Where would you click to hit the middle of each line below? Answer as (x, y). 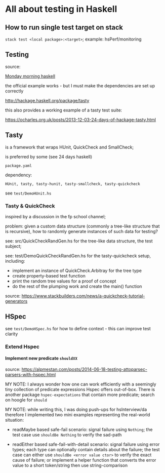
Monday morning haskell (30, 76)
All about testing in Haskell (61, 9)
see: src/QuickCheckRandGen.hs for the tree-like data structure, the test (79, 241)
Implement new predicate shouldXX (41, 358)
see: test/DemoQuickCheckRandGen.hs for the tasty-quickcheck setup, (78, 256)
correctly (14, 91)
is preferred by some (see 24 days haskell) (49, 157)
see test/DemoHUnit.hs (28, 193)
